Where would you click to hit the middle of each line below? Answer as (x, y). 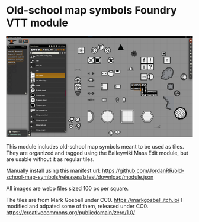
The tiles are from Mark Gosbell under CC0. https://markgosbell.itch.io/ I (94, 200)
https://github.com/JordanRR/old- (143, 170)
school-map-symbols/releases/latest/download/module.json (80, 177)
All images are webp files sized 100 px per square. (68, 188)
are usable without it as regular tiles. (50, 159)
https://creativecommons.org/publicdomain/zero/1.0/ (70, 212)
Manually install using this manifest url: (54, 170)
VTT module (37, 23)
